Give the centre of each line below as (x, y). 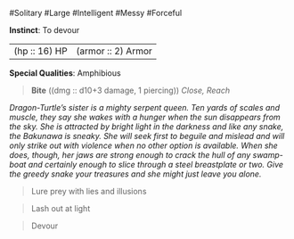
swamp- (268, 155)
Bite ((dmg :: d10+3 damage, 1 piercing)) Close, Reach (130, 90)
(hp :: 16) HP (41, 51)
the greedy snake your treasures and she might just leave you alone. (135, 174)
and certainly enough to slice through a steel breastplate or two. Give (155, 165)
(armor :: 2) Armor (114, 51)
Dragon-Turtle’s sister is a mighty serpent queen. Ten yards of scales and (145, 107)
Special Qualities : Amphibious (65, 73)
